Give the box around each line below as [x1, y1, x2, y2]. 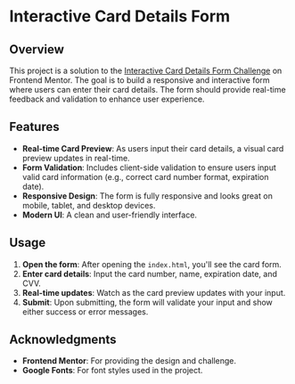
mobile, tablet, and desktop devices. [21, 200, 156, 210]
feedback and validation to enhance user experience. [9, 94, 205, 104]
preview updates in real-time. [21, 152, 131, 163]
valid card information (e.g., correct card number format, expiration [21, 171, 269, 182]
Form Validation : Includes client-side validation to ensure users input [21, 162, 276, 173]
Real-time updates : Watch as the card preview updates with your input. [21, 287, 286, 298]
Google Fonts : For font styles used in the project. [21, 365, 203, 376]
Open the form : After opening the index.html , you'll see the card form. [21, 258, 283, 269]
